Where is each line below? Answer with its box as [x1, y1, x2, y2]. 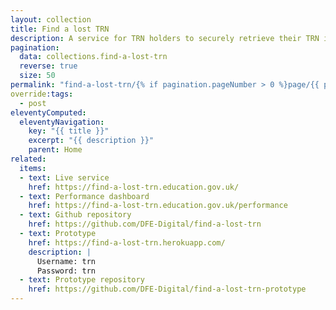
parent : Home [28, 145, 83, 155]
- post [19, 98, 47, 108]
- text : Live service [19, 172, 110, 183]
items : [19, 163, 47, 173]
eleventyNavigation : [19, 117, 105, 127]
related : [10, 154, 47, 164]
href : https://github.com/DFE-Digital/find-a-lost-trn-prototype [28, 284, 307, 295]
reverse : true [19, 61, 78, 71]
